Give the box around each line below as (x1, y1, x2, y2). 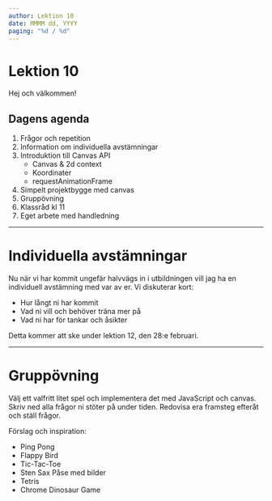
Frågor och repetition (19, 134, 91, 143)
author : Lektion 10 (8, 11, 74, 20)
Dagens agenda (8, 112, 90, 125)
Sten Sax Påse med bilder (19, 468, 107, 478)
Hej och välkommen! (8, 88, 77, 98)
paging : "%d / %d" (8, 27, 70, 35)
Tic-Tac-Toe (19, 459, 62, 469)
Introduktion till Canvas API (19, 151, 111, 160)
